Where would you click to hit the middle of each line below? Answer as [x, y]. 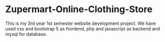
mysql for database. [26, 34]
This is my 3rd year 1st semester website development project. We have [81, 23]
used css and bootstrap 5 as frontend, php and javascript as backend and [83, 28]
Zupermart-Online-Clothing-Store [79, 9]
